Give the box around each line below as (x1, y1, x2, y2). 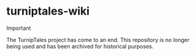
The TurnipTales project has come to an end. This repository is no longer (6, 36, 190, 43)
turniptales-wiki (6, 4, 90, 18)
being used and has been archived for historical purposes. (6, 43, 154, 50)
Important (6, 24, 31, 32)
